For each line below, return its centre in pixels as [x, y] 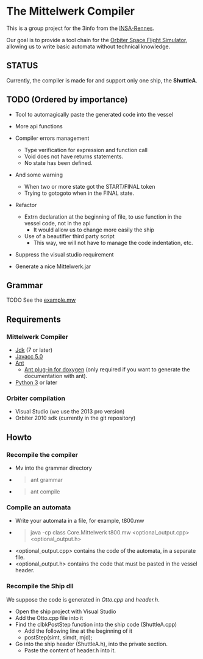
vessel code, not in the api [57, 223]
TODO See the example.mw [41, 300]
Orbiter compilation [36, 398]
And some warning [39, 175]
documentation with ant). [56, 376]
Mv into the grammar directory [54, 468]
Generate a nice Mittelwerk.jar [53, 266]
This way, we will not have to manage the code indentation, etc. [113, 242]
